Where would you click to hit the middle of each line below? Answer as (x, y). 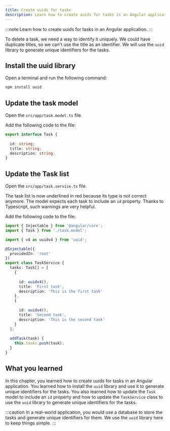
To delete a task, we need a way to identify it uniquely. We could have (78, 39)
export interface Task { (31, 135)
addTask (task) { (27, 339)
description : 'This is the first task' (60, 291)
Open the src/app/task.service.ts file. (46, 186)
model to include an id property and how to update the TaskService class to (84, 397)
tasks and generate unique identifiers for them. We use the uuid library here (84, 417)
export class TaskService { (35, 263)
